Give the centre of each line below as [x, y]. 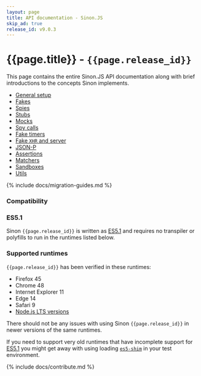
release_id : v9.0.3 [31, 29]
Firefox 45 [28, 279]
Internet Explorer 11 [40, 292]
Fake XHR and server [41, 141]
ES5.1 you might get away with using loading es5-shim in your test [89, 348]
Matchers [27, 160]
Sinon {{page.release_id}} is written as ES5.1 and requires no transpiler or [100, 231]
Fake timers [30, 134]
